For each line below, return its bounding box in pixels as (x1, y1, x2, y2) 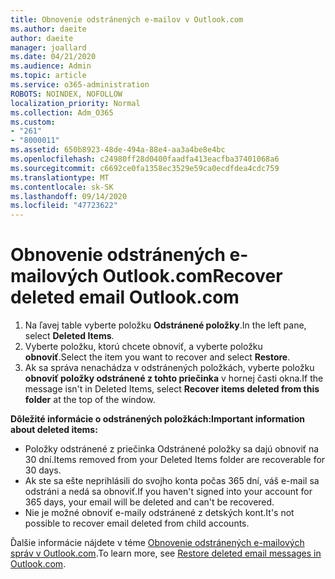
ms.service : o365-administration (10, 80, 150, 90)
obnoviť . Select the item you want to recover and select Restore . (24, 351, 291, 363)
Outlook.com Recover (102, 265, 283, 288)
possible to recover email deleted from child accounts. (24, 517, 250, 530)
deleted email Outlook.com (10, 286, 240, 309)
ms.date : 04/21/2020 (10, 52, 97, 62)
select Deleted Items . (24, 330, 115, 342)
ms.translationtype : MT (10, 172, 110, 183)
